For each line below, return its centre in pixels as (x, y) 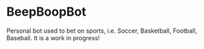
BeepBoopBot (47, 12)
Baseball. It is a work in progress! (53, 37)
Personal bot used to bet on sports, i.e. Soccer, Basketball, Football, (102, 31)
